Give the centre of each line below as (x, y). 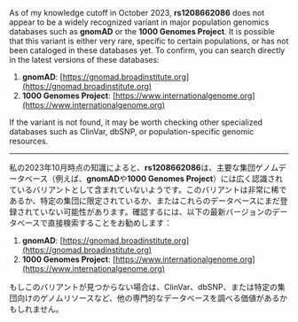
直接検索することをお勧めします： (110, 223)
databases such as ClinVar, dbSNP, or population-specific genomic (132, 131)
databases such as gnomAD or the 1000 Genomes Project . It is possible (142, 31)
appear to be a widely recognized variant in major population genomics (139, 22)
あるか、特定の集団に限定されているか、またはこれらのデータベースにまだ (145, 201)
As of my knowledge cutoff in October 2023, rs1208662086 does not (137, 13)
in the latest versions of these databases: (84, 60)
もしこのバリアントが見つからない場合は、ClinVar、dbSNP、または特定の (143, 287)
